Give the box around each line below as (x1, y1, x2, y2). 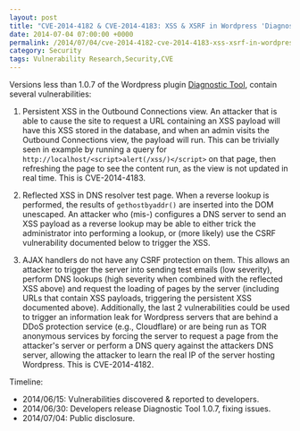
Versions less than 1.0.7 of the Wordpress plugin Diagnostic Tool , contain (9, 80, 278, 89)
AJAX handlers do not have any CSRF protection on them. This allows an (21, 255, 290, 265)
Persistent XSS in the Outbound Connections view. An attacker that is (21, 106, 278, 116)
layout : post (9, 13, 58, 22)
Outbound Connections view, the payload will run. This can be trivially (21, 135, 279, 145)
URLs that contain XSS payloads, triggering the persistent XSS (21, 292, 253, 303)
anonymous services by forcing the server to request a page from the (21, 331, 279, 341)
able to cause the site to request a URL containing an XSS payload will (21, 115, 281, 126)
